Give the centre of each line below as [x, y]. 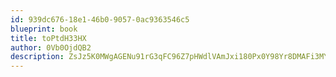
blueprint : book [44, 29]
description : [37, 57]
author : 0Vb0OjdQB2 [51, 47]
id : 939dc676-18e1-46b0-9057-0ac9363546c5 [100, 19]
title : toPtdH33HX [48, 38]
